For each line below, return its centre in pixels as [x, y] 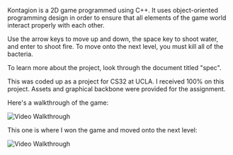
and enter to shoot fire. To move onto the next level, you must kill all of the [115, 46]
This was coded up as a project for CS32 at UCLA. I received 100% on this [116, 81]
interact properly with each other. [56, 25]
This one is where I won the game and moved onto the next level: [102, 130]
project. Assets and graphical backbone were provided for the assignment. [116, 89]
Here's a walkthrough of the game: [58, 103]
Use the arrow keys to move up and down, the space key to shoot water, [113, 39]
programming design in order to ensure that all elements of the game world [117, 18]
